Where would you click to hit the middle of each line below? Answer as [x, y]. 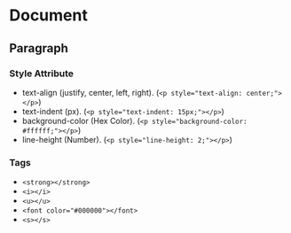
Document [49, 16]
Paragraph [39, 48]
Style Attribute [41, 74]
